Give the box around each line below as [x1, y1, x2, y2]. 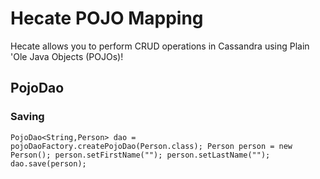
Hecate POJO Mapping [10, 7, 204, 30]
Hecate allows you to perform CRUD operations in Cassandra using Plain [10, 40, 310, 52]
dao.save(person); [10, 158, 87, 169]
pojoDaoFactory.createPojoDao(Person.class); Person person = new [10, 141, 293, 151]
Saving [10, 110, 45, 124]
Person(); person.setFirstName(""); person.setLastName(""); [10, 150, 271, 160]
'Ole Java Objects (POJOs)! [10, 50, 124, 62]
